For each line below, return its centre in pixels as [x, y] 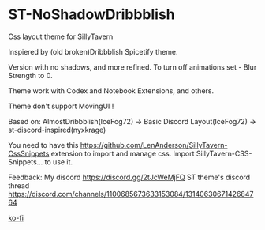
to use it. [59, 162]
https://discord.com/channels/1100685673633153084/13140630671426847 [131, 194]
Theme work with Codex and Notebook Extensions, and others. [111, 90]
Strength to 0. [30, 75]
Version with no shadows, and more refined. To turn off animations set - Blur [132, 67]
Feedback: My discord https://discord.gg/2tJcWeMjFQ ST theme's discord [129, 177]
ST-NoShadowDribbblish [91, 15]
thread [19, 185]
